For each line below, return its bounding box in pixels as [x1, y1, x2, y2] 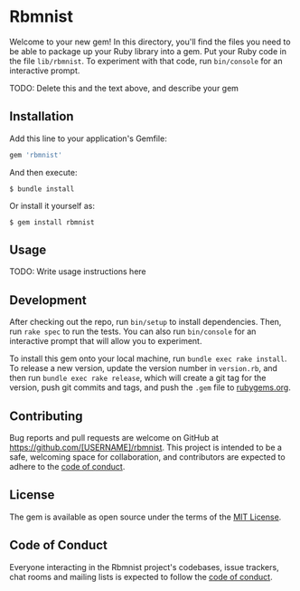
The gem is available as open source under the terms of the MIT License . [9, 511, 282, 522]
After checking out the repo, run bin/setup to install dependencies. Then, [9, 317, 282, 328]
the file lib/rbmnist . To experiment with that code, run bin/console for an [9, 55, 283, 66]
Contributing [9, 408, 83, 424]
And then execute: [9, 167, 78, 177]
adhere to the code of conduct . [9, 462, 126, 472]
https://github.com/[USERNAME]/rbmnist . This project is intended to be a [9, 442, 283, 453]
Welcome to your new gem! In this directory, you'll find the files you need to [9, 36, 291, 47]
